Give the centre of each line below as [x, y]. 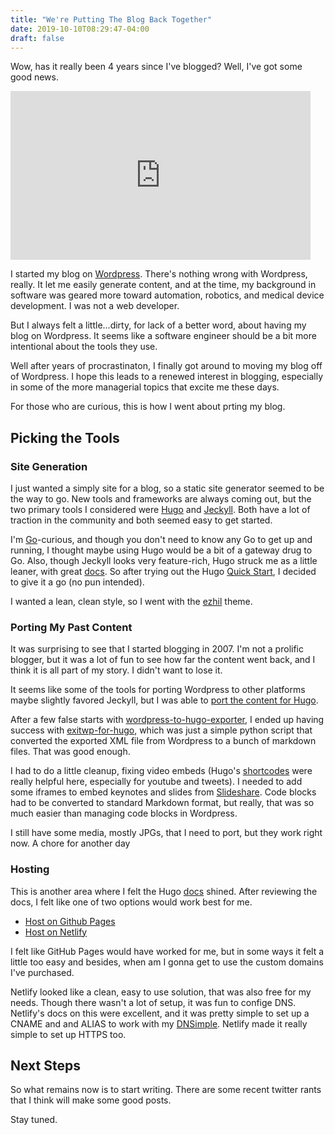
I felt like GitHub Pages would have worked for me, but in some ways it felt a [167, 951]
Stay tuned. [34, 1120]
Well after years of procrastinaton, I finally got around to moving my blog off [166, 366]
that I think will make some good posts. [91, 1100]
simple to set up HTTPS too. [68, 1034]
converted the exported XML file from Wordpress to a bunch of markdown [163, 741]
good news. [34, 77]
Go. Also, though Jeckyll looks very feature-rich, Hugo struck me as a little [164, 561]
